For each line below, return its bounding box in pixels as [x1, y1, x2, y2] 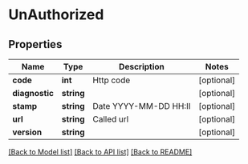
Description [119, 62, 165, 72]
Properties [8, 38, 63, 51]
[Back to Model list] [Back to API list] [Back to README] [8, 147, 193, 157]
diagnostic [12, 88, 55, 98]
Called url [91, 114, 129, 125]
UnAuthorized [8, 6, 104, 24]
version [12, 126, 43, 138]
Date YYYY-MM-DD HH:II [91, 101, 191, 111]
